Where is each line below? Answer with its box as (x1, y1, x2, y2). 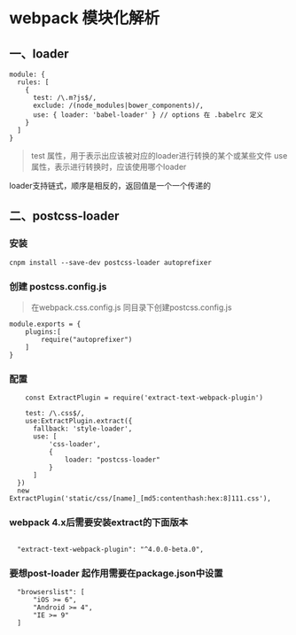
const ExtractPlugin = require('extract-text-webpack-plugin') (25, 393, 264, 403)
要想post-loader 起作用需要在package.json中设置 (9, 567, 223, 579)
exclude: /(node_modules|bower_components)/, (32, 101, 204, 110)
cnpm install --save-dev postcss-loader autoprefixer (9, 258, 213, 267)
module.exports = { (9, 320, 82, 329)
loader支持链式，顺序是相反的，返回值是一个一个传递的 (9, 181, 211, 190)
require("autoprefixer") (41, 335, 133, 344)
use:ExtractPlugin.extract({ (25, 417, 133, 426)
